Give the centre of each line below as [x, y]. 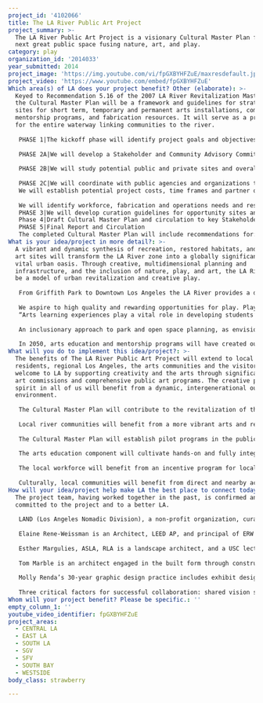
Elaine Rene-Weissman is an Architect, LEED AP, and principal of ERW [136, 534]
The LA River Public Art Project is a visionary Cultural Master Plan [133, 37]
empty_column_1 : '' [40, 607]
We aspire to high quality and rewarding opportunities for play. [129, 307]
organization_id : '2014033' [54, 60]
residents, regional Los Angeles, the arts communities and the [122, 366]
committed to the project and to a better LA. [92, 505]
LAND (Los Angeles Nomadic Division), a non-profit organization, [129, 519]
